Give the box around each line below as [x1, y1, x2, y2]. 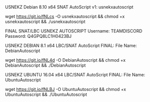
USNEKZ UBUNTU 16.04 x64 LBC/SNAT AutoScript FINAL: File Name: [5, 72, 146, 77]
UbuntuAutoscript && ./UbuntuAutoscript [5, 92, 87, 97]
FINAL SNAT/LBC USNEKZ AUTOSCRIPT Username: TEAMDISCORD [5, 28, 143, 34]
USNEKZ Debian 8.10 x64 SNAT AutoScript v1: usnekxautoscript [5, 4, 133, 10]
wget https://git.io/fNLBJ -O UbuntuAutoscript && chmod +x [5, 86, 126, 92]
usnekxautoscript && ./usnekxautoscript [5, 19, 86, 24]
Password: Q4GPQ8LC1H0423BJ [5, 34, 72, 39]
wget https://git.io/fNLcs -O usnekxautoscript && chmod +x [5, 14, 125, 19]
